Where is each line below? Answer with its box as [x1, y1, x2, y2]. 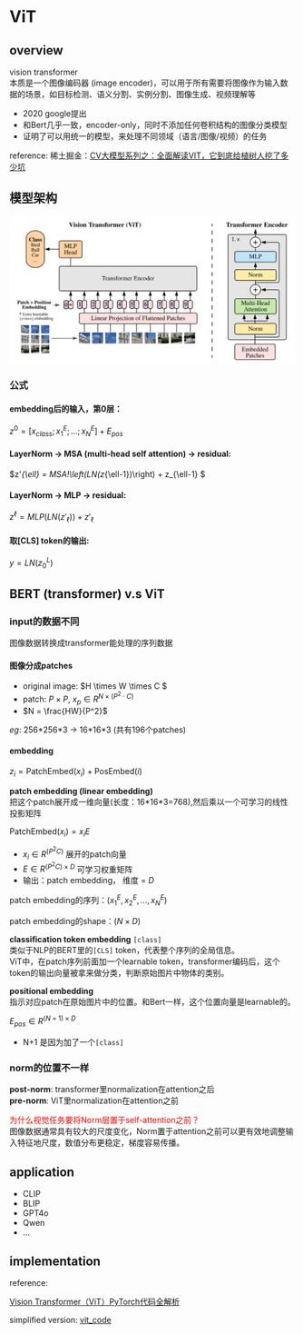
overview [9, 43, 64, 58]
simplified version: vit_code [9, 1315, 112, 1326]
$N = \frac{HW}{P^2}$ [22, 705, 108, 716]
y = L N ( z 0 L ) [9, 556, 54, 571]
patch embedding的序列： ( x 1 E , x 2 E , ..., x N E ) [9, 893, 168, 908]
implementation [9, 1253, 102, 1269]
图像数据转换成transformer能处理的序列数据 [9, 637, 173, 648]
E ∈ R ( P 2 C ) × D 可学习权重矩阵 [22, 861, 133, 874]
